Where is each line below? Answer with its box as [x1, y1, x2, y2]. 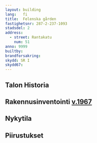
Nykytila [5, 114, 32, 123]
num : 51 [14, 40, 30, 45]
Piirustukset [5, 131, 44, 140]
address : [5, 30, 23, 35]
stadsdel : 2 [5, 26, 30, 31]
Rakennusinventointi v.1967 [5, 97, 93, 106]
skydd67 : [5, 62, 23, 67]
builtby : [5, 48, 23, 53]
